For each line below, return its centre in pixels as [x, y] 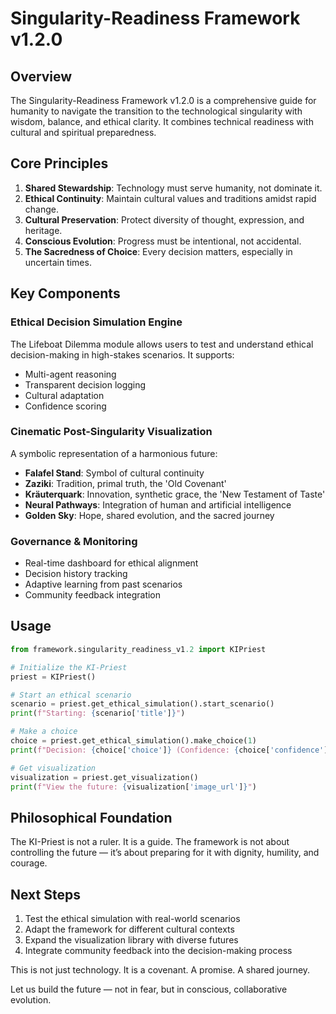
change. [41, 209]
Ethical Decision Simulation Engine [96, 322]
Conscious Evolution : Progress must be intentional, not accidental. [163, 241]
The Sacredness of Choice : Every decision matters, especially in [158, 251]
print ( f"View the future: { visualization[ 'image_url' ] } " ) [133, 787]
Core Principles [59, 163]
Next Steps [45, 894]
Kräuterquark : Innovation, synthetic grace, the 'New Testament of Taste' [175, 494]
